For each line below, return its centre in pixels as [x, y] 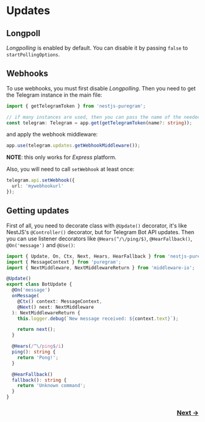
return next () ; [37, 330]
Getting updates [38, 211]
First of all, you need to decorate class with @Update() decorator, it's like [97, 225]
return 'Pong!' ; [38, 357]
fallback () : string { [39, 380]
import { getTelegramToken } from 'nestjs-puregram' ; [76, 106]
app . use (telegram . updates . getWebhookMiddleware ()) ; [73, 146]
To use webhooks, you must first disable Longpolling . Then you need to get [101, 88]
